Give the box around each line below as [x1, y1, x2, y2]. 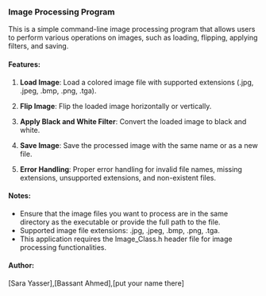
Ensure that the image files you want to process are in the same [19, 208, 229, 218]
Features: [8, 59, 41, 69]
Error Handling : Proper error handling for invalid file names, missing [19, 164, 242, 173]
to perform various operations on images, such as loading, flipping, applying [8, 33, 258, 42]
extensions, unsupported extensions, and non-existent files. [19, 173, 217, 182]
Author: [8, 261, 35, 271]
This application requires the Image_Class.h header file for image [19, 234, 233, 243]
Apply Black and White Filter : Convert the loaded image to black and [19, 116, 247, 126]
